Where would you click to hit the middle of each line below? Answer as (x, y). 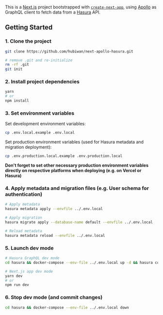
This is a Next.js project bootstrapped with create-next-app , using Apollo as (81, 7)
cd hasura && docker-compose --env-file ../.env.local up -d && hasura (79, 262)
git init (14, 69)
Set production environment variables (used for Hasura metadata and (74, 142)
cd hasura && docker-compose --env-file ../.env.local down (67, 307)
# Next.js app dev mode (29, 271)
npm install (17, 101)
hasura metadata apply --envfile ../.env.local (54, 209)
